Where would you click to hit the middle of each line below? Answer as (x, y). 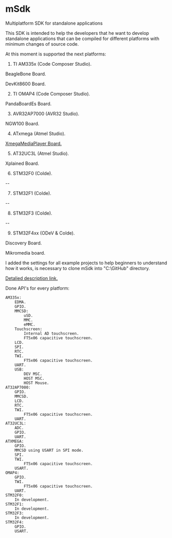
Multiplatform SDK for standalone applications (54, 23)
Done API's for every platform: (37, 288)
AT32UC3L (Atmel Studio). (41, 153)
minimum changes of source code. (42, 44)
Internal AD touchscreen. (52, 333)
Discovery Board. (24, 243)
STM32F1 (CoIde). (32, 193)
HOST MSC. (34, 378)
